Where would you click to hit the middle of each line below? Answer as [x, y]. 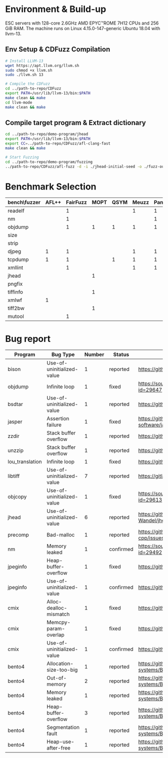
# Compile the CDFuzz [28, 84]
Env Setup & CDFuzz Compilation [58, 49]
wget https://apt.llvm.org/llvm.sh [42, 65]
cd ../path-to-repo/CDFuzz [33, 88]
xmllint [15, 267]
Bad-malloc [61, 535]
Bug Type [63, 354]
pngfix [15, 284]
